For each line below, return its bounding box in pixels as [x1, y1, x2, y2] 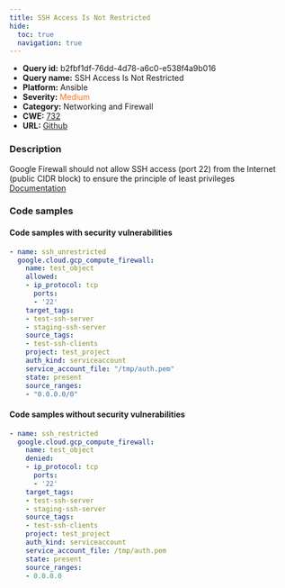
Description [9, 143, 62, 156]
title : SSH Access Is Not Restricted [9, 13, 151, 23]
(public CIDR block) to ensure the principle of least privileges [9, 173, 236, 184]
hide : [9, 22, 30, 31]
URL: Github [22, 121, 68, 131]
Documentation [9, 182, 67, 194]
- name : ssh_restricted [9, 429, 99, 438]
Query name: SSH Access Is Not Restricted [22, 73, 184, 84]
